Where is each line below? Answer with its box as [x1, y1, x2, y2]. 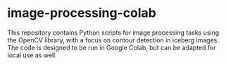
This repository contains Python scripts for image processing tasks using [7, 28, 220, 37]
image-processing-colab [7, 5, 156, 21]
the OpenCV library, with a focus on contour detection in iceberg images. [7, 35, 220, 44]
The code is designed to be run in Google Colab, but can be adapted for [7, 43, 216, 52]
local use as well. [7, 51, 58, 59]
